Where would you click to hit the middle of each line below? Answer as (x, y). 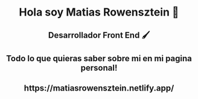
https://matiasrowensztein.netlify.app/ (99, 88)
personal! (99, 67)
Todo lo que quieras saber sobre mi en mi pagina (99, 58)
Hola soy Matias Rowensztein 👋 (99, 12)
